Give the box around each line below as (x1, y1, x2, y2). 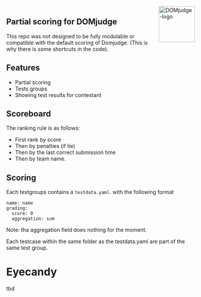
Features (6, 63, 40, 73)
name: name (6, 200, 33, 206)
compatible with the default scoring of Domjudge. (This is (6, 39, 148, 46)
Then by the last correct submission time (14, 149, 116, 156)
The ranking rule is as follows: (6, 125, 80, 132)
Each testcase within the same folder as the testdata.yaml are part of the (6, 238, 185, 245)
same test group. (6, 244, 48, 251)
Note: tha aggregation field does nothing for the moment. (6, 226, 147, 234)
